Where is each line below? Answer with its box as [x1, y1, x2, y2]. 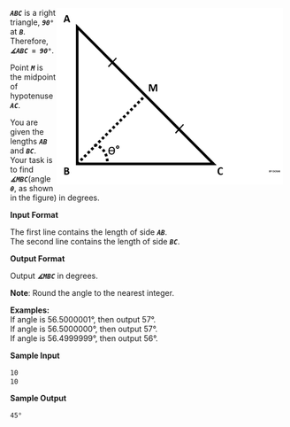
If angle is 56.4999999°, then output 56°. [10, 333, 158, 344]
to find [10, 164, 34, 175]
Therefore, [10, 35, 50, 46]
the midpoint [10, 72, 57, 82]
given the [10, 127, 44, 136]
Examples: [10, 305, 50, 315]
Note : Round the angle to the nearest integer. [10, 288, 175, 298]
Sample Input [10, 350, 60, 361]
